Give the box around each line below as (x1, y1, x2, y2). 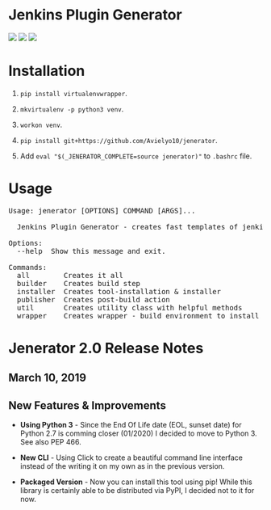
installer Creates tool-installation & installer (16, 287, 222, 296)
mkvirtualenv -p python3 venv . (19, 103, 124, 114)
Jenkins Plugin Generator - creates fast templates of (16, 222, 239, 231)
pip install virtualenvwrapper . (19, 88, 127, 98)
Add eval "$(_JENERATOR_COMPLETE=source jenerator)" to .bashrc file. (19, 151, 252, 161)
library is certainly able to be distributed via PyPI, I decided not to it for (19, 486, 255, 495)
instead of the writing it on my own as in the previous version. (19, 462, 225, 471)
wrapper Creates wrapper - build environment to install (16, 311, 260, 320)
